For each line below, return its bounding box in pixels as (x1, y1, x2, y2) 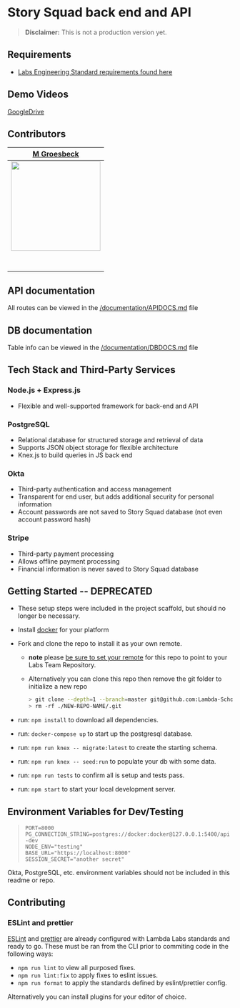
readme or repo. (7, 876, 55, 884)
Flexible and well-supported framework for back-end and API (17, 401, 199, 410)
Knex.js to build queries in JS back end (17, 451, 133, 459)
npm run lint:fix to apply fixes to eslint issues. (17, 971, 159, 979)
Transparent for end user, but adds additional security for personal (17, 492, 214, 501)
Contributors (7, 128, 66, 140)
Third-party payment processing (17, 549, 114, 558)
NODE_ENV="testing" (24, 843, 84, 850)
